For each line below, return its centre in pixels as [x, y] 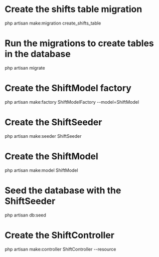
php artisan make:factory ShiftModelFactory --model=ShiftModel [72, 102]
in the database [38, 54]
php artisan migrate [25, 68]
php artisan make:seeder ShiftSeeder [43, 136]
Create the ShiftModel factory [68, 88]
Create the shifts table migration [73, 9]
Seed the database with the [63, 190]
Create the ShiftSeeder [53, 122]
